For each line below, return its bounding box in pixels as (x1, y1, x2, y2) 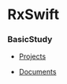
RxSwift (7, 6, 60, 24)
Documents (18, 67, 57, 77)
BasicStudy (7, 34, 53, 45)
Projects (18, 52, 47, 61)
